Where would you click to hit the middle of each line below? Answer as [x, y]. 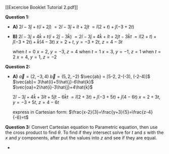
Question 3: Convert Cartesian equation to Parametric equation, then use [81, 127]
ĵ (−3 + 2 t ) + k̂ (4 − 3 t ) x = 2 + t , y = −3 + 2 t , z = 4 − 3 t [67, 42]
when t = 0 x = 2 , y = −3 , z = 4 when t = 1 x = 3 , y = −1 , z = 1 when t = [87, 52]
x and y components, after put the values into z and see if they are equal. [81, 138]
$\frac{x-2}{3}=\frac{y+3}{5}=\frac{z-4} [111, 112]
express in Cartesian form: [40, 112]
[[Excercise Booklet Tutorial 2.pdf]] [42, 7]
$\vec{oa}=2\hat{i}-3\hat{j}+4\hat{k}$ [53, 87]
